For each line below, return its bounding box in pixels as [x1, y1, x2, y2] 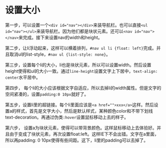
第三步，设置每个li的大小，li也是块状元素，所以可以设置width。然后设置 [5, 62, 152, 68]
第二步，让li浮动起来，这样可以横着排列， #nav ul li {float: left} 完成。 [5, 45, 157, 51]
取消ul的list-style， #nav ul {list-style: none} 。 [9, 51, 111, 57]
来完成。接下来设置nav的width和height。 [18, 34, 103, 40]
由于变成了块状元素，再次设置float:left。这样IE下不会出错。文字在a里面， [9, 131, 159, 137]
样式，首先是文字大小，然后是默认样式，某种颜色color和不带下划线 [16, 108, 153, 114]
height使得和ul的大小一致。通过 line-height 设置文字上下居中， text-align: [5, 68, 158, 74]
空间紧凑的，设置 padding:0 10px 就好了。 [5, 91, 89, 97]
